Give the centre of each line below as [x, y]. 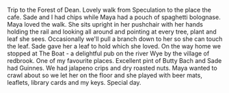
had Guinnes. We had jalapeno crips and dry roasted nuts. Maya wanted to [112, 68]
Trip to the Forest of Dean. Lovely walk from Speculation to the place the [109, 10]
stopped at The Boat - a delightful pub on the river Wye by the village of [108, 53]
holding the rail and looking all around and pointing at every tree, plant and [112, 31]
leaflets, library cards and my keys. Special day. [74, 82]
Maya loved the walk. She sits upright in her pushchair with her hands [105, 24]
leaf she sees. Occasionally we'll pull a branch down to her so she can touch [115, 39]
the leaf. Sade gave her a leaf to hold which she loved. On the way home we [114, 46]
